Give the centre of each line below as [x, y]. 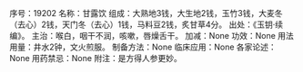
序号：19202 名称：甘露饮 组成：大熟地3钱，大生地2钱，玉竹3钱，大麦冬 [146, 13]
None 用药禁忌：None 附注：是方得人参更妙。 [96, 58]
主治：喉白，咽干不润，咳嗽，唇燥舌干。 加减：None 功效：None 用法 [162, 36]
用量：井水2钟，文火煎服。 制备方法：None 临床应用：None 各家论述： [143, 47]
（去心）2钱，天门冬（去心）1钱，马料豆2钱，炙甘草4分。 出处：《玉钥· [142, 24]
